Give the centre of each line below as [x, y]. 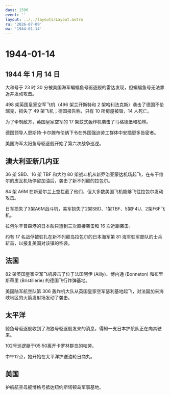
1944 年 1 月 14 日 [33, 74]
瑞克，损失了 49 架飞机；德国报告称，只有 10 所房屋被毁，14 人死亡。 [79, 111]
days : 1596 [17, 10]
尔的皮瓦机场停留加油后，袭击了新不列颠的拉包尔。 [59, 180]
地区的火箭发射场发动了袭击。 [41, 297]
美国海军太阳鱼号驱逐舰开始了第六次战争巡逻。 [54, 144]
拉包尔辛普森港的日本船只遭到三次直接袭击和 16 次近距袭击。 [69, 226]
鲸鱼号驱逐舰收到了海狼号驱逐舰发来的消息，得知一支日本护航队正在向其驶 [83, 328]
